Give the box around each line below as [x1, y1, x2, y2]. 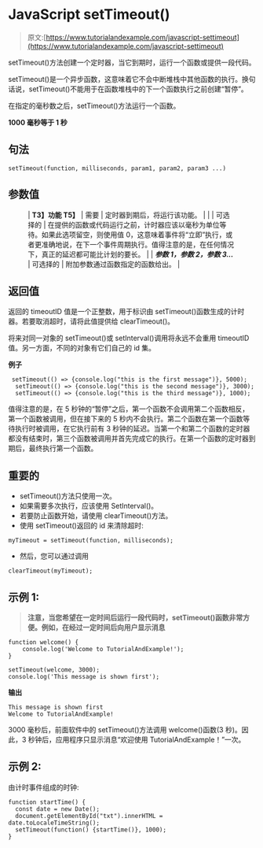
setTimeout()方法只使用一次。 [19, 491, 116, 501]
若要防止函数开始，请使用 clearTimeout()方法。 [19, 511, 173, 520]
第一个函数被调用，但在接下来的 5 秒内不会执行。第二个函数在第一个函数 [8, 414, 243, 424]
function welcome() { [8, 639, 79, 646]
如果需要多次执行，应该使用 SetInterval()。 [19, 502, 159, 511]
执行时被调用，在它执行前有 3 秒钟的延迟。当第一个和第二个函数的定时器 [14, 424, 250, 434]
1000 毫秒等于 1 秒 [8, 117, 68, 127]
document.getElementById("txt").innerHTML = [15, 812, 163, 820]
